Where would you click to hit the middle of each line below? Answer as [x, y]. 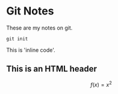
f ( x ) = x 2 [101, 84]
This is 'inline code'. [31, 50]
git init [17, 39]
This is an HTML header [52, 69]
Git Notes [30, 11]
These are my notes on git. [39, 28]
